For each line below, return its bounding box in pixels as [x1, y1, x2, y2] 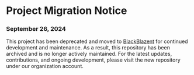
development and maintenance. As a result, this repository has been [6, 44, 171, 51]
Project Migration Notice [6, 4, 127, 17]
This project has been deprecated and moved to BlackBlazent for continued [6, 38, 188, 45]
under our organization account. [6, 63, 84, 70]
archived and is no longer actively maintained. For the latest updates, [6, 51, 172, 58]
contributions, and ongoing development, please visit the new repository [6, 56, 181, 63]
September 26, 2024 [6, 25, 66, 33]
